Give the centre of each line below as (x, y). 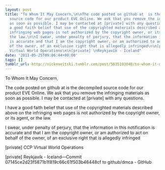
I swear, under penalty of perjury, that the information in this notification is (80, 127)
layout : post (18, 10)
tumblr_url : (17, 64)
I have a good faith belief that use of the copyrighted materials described (79, 108)
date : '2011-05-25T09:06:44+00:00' (41, 55)
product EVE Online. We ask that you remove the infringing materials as (77, 93)
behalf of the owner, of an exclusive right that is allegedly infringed (73, 138)
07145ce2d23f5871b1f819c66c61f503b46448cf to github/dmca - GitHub (78, 162)
